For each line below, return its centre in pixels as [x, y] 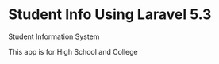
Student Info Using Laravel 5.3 [110, 15]
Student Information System [54, 36]
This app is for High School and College [73, 51]
